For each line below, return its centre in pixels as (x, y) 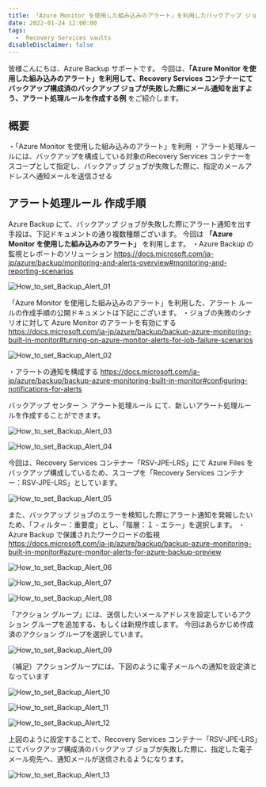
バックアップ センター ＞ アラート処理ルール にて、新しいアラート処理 (123, 405)
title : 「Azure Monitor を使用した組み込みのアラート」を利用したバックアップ (125, 15)
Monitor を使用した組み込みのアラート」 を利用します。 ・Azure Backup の (131, 243)
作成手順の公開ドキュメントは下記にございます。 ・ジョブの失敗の (130, 312)
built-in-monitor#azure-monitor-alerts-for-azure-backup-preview (115, 552)
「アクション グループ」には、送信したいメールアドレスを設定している (123, 614)
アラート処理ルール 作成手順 (77, 203)
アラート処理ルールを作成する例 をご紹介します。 (103, 98)
